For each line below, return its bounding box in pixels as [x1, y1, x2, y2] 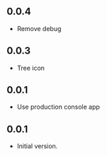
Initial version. [16, 142, 58, 150]
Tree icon [16, 64, 45, 72]
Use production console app [16, 102, 101, 112]
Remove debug [16, 24, 62, 32]
